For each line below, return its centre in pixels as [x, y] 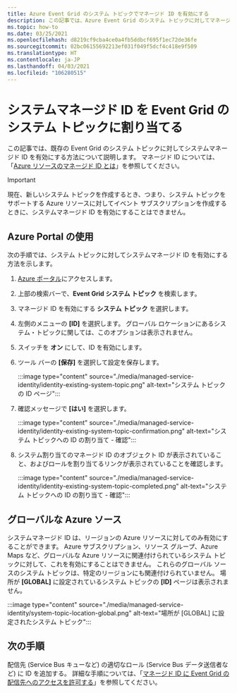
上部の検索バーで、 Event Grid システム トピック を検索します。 [109, 294]
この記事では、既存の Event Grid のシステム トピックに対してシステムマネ [115, 148]
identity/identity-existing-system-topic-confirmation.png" [101, 431]
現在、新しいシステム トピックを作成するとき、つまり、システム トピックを [117, 195]
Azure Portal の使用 [50, 237]
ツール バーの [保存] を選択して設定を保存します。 [90, 362]
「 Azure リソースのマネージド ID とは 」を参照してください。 [95, 166]
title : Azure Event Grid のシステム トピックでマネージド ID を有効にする [108, 14]
